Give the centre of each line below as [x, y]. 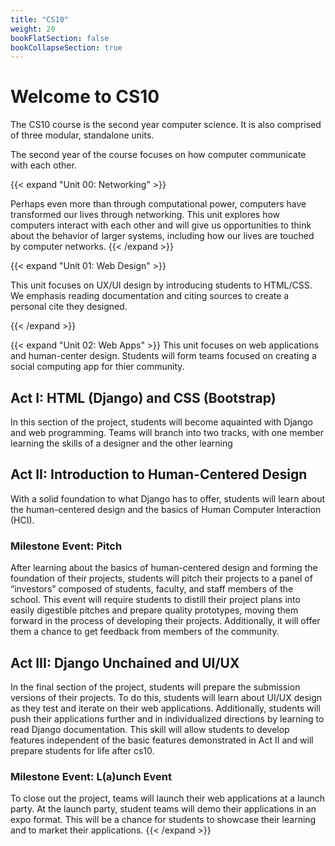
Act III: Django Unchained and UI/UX [125, 662]
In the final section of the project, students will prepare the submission [155, 687]
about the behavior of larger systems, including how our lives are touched [162, 236]
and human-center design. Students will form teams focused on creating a [163, 356]
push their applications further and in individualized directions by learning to [167, 718]
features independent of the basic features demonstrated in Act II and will [162, 740]
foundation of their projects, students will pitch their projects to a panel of [161, 578]
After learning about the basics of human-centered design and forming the [164, 568]
